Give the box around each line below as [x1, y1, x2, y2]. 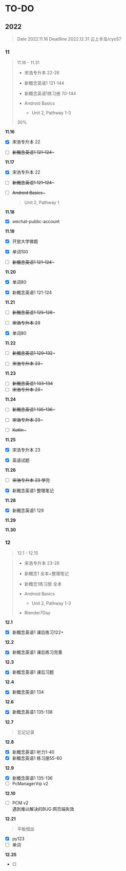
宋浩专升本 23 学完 [12, 477, 50, 483]
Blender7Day [24, 610, 51, 616]
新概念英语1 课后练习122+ [12, 629, 64, 635]
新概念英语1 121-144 [24, 80, 64, 86]
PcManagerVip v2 [12, 780, 49, 786]
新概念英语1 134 [12, 689, 44, 695]
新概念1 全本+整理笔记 [24, 571, 69, 577]
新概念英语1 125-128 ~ [12, 309, 56, 315]
